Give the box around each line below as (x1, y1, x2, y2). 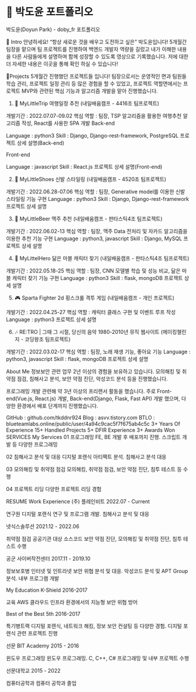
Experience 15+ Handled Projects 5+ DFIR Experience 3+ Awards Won (6, 426, 176, 434)
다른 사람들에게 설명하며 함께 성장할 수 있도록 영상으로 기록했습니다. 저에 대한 (12, 53, 189, 60)
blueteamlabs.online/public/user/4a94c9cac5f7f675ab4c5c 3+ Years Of (6, 420, 180, 427)
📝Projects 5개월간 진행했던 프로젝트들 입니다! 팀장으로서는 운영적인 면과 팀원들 (6, 73, 187, 80)
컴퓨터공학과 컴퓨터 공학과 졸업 (6, 679, 77, 686)
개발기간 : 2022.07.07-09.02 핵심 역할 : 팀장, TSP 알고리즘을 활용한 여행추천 (6, 112, 182, 119)
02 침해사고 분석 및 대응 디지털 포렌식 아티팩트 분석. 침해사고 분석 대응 (6, 453, 167, 460)
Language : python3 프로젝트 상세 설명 (6, 316, 97, 323)
